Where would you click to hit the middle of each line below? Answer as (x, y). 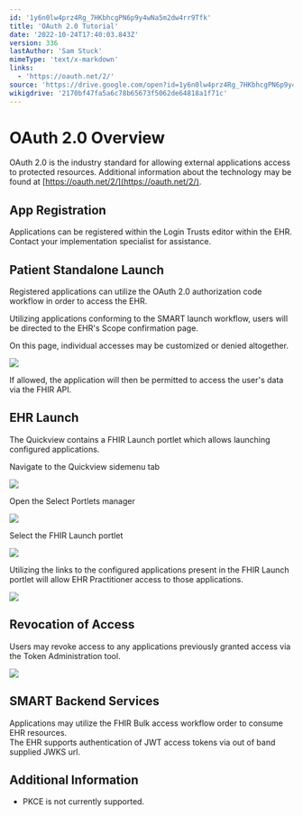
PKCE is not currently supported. (83, 802)
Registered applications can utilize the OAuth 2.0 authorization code (136, 292)
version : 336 (34, 43)
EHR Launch (44, 418)
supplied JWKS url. (45, 752)
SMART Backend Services (84, 701)
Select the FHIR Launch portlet (66, 535)
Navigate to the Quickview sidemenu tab (85, 466)
